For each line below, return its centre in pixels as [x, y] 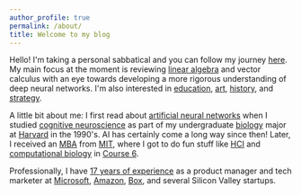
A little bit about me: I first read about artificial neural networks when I [138, 115]
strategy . [26, 98]
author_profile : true [50, 18]
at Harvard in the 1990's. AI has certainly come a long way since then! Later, [150, 135]
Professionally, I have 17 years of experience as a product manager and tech [150, 171]
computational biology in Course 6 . [74, 154]
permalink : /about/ [46, 26]
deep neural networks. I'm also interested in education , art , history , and [142, 89]
